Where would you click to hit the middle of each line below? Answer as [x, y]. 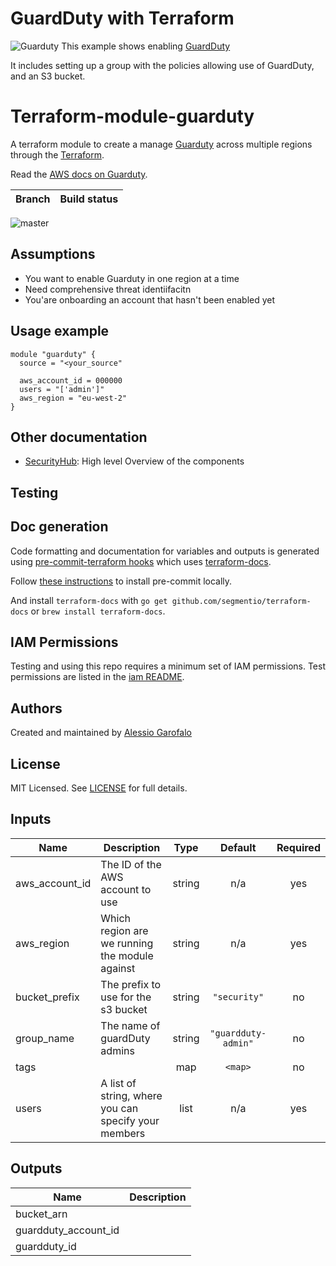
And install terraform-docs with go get [89, 600]
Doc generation [59, 527]
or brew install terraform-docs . [98, 611]
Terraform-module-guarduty [132, 116]
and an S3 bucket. [48, 76]
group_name [45, 1038]
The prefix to [131, 984]
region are [124, 930]
